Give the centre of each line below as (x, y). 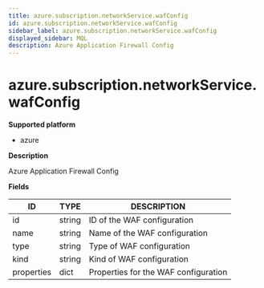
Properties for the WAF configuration (158, 272)
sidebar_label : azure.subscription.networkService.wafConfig (113, 30)
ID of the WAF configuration (141, 220)
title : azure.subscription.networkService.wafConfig (98, 16)
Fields (19, 187)
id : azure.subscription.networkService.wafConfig (93, 23)
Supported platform (42, 124)
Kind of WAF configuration (138, 259)
